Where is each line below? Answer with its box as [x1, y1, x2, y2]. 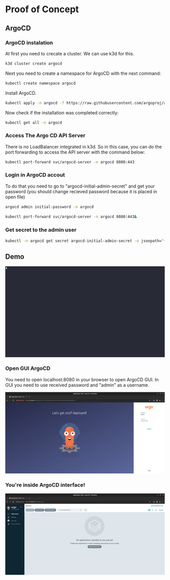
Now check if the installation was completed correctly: [5, 109, 119, 115]
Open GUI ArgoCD [5, 365, 51, 372]
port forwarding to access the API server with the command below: [5, 149, 145, 155]
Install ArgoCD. [5, 90, 37, 96]
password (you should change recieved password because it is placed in [5, 188, 157, 194]
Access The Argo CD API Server [5, 132, 86, 139]
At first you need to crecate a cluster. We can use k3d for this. [5, 50, 135, 56]
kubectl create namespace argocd [5, 80, 76, 86]
